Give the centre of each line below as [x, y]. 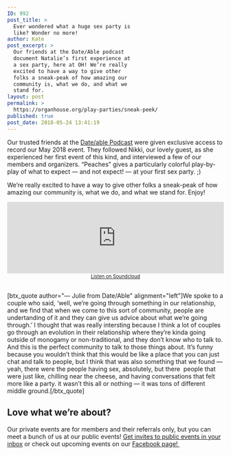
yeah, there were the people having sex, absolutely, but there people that [111, 369]
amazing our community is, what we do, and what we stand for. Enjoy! [106, 192]
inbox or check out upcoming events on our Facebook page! [92, 444]
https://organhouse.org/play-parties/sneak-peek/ [86, 110]
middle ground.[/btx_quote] [46, 391]
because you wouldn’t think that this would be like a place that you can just [113, 354]
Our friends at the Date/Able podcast [69, 52]
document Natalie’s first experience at [72, 59]
